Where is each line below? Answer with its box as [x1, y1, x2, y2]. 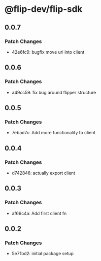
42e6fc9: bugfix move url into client [11, 49, 85, 55]
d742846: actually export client [11, 170, 75, 176]
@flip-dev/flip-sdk [4, 3, 83, 15]
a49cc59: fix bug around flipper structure [11, 89, 97, 95]
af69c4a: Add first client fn [11, 210, 67, 216]
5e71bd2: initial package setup [11, 251, 74, 257]
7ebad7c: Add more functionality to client [11, 130, 96, 136]
